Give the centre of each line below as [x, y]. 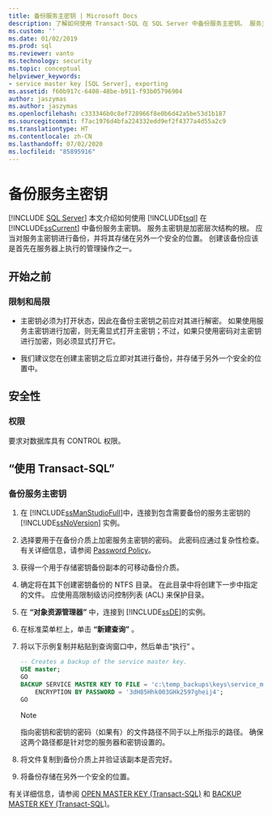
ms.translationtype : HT [49, 129]
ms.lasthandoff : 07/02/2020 [56, 144]
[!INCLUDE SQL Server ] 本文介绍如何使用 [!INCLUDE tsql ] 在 [108, 218]
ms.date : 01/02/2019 [43, 38]
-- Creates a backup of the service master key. [104, 662]
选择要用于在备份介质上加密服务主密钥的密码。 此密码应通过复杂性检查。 [142, 540]
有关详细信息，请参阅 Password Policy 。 [88, 550]
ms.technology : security [50, 62]
